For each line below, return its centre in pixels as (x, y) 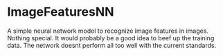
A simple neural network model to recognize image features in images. (108, 31)
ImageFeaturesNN (61, 12)
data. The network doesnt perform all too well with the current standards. (112, 45)
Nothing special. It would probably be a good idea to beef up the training (111, 38)
